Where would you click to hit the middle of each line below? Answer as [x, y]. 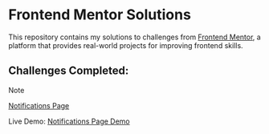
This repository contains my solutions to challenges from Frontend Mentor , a [134, 37]
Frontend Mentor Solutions [100, 15]
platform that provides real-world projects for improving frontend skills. [126, 45]
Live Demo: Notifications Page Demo [69, 121]
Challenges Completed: [69, 71]
